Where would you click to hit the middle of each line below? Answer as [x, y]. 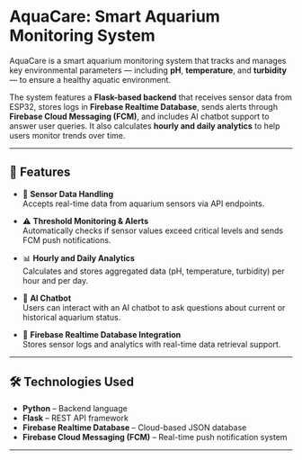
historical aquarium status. [71, 317]
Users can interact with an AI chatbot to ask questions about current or [154, 307]
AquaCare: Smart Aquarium [115, 17]
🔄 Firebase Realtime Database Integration [102, 334]
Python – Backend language [75, 408]
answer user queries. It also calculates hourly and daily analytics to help [145, 126]
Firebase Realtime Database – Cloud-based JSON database [134, 427]
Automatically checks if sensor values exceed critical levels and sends [153, 230]
